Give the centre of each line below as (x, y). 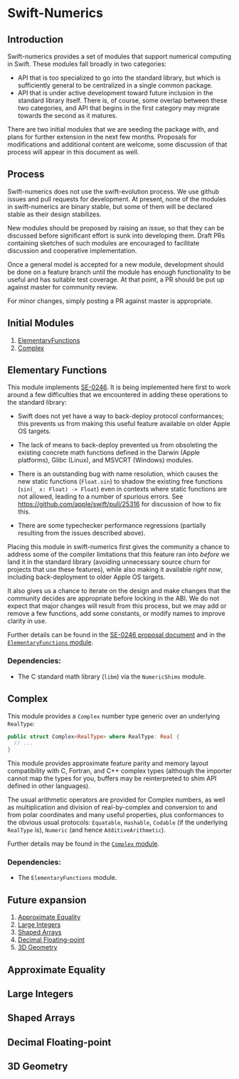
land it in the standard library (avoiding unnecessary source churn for (109, 562)
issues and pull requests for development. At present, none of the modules (117, 199)
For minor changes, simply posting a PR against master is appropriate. (110, 301)
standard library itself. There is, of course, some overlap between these (122, 100)
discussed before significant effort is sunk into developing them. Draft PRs (116, 235)
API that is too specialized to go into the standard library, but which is (119, 78)
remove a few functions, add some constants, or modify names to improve (116, 614)
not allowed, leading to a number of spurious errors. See (100, 496)
